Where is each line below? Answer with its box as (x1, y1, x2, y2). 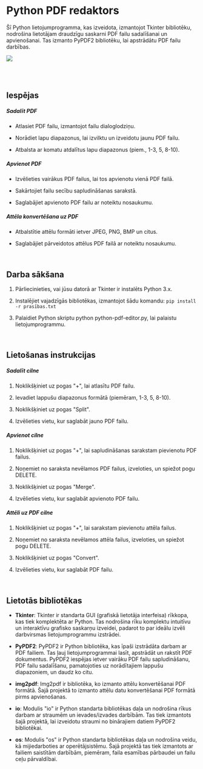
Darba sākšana (6, 269, 65, 279)
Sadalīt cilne (6, 367, 39, 374)
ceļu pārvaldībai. (15, 756, 58, 763)
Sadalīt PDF (6, 107, 38, 114)
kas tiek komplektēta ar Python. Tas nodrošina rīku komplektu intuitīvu (15, 618, 191, 626)
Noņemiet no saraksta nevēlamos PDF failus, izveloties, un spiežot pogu (15, 465, 195, 473)
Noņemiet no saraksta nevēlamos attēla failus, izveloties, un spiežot (15, 536, 185, 544)
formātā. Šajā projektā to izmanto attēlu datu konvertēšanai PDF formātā (15, 687, 196, 694)
